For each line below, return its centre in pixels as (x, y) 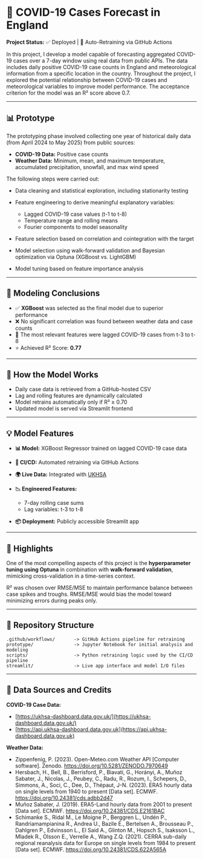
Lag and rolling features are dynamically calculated (79, 396)
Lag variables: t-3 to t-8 (53, 509)
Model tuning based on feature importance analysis (79, 269)
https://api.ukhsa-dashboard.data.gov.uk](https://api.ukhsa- (92, 729)
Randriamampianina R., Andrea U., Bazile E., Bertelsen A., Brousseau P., (104, 823)
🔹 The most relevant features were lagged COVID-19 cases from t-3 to (102, 334)
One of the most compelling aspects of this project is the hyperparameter (98, 563)
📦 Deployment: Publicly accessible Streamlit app (77, 521)
